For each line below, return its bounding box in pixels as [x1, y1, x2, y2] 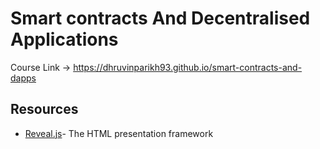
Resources [10, 101, 79, 118]
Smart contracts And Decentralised [10, 7, 311, 30]
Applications [10, 28, 119, 51]
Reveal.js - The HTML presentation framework [24, 127, 214, 139]
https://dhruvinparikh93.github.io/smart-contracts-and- [73, 61, 303, 73]
